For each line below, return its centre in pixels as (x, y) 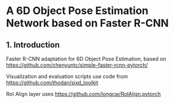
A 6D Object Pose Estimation (77, 11)
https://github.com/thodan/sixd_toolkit (52, 83)
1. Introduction (33, 45)
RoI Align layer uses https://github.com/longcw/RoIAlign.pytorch (83, 94)
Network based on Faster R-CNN (87, 23)
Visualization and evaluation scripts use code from (67, 76)
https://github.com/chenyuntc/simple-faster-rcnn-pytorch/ (77, 65)
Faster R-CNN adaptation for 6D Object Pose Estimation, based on (86, 59)
